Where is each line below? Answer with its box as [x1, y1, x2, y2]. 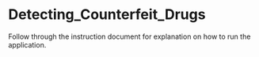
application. [8, 40, 47, 49]
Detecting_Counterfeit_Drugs [8, 6, 206, 24]
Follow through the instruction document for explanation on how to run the [8, 32, 251, 41]
